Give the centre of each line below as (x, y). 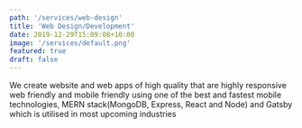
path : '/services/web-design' (66, 18)
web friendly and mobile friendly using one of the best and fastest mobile (146, 95)
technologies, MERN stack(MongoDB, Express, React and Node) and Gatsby (151, 104)
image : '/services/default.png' (70, 43)
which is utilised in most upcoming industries (93, 114)
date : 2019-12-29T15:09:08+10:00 (72, 34)
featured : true (38, 51)
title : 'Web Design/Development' (72, 26)
